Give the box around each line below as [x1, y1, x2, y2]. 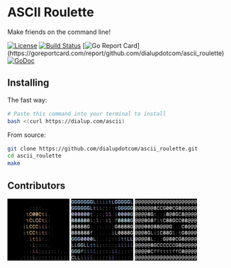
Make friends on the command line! [7, 28, 111, 36]
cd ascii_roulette [7, 153, 62, 160]
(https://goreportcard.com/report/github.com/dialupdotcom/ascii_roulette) [7, 49, 225, 57]
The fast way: [7, 95, 47, 104]
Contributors [7, 180, 66, 192]
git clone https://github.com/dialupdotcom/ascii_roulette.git [7, 145, 198, 152]
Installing [7, 77, 50, 89]
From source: [7, 130, 46, 139]
